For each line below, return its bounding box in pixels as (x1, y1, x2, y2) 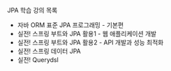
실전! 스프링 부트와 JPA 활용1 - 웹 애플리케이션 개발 (17, 30, 157, 38)
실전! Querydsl (17, 56, 59, 64)
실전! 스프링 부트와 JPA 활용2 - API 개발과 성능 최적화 (17, 38, 164, 47)
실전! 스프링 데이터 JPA (17, 47, 82, 55)
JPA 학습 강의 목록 (7, 6, 58, 14)
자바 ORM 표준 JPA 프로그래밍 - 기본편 (17, 21, 124, 29)
